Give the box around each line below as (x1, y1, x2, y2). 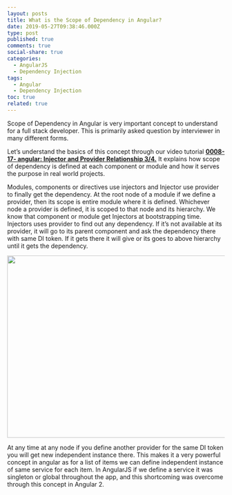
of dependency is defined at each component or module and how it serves (7, 162, 220, 170)
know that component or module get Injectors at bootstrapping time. (7, 212, 202, 220)
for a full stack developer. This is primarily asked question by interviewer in (7, 126, 220, 135)
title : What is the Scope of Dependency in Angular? (7, 17, 162, 24)
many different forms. (7, 134, 69, 142)
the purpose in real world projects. (7, 169, 106, 177)
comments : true (7, 42, 51, 49)
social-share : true (7, 49, 64, 56)
